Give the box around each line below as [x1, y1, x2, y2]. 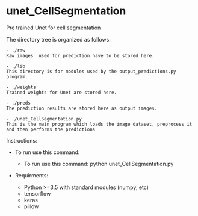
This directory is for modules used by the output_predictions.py [6, 68, 176, 75]
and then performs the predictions [6, 126, 96, 132]
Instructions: [6, 137, 37, 144]
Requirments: [14, 171, 49, 179]
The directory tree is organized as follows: [6, 35, 111, 43]
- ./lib [6, 63, 26, 69]
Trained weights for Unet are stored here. [6, 89, 117, 96]
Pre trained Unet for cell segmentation [6, 24, 101, 31]
